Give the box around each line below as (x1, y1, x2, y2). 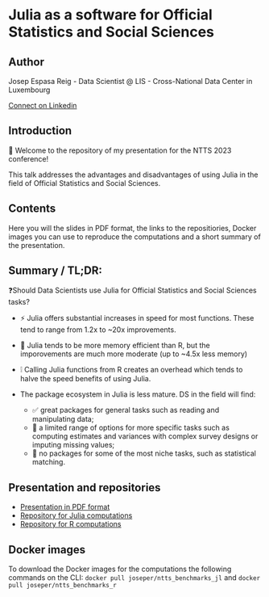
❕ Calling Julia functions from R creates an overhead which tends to (19, 365, 243, 375)
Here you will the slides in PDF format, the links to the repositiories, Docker (8, 223, 257, 233)
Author (8, 55, 44, 69)
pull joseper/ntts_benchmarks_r (8, 582, 117, 590)
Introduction (8, 124, 72, 138)
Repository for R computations (19, 519, 122, 529)
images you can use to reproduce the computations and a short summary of (8, 232, 262, 242)
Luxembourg (8, 85, 51, 95)
